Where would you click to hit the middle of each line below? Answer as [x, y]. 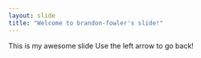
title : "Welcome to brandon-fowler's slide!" [86, 23]
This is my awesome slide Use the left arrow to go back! [101, 45]
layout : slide [32, 15]
